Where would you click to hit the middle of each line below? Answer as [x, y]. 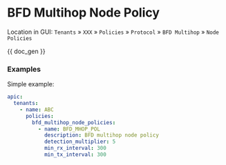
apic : [15, 97]
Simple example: [31, 84]
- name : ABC [37, 109]
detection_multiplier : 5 [80, 142]
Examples [24, 69]
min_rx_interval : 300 [75, 148]
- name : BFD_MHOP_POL [69, 129]
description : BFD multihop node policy [101, 135]
